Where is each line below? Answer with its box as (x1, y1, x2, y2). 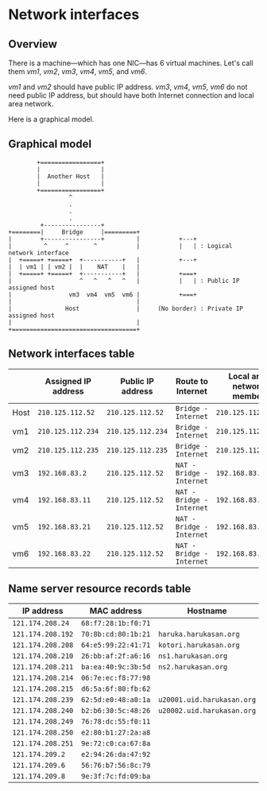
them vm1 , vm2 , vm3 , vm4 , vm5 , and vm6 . (8, 67, 148, 76)
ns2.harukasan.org (157, 662, 228, 672)
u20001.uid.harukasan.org (157, 696, 257, 704)
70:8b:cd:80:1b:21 (80, 630, 151, 639)
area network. (8, 99, 54, 108)
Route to (175, 375, 209, 386)
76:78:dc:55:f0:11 (80, 717, 151, 727)
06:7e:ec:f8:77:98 (80, 673, 151, 683)
